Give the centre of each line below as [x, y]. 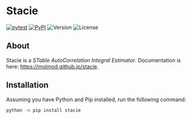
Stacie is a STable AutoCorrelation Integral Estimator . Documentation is [94, 60]
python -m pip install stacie [44, 110]
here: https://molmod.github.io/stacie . [53, 66]
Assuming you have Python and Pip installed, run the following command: [96, 99]
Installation [27, 85]
